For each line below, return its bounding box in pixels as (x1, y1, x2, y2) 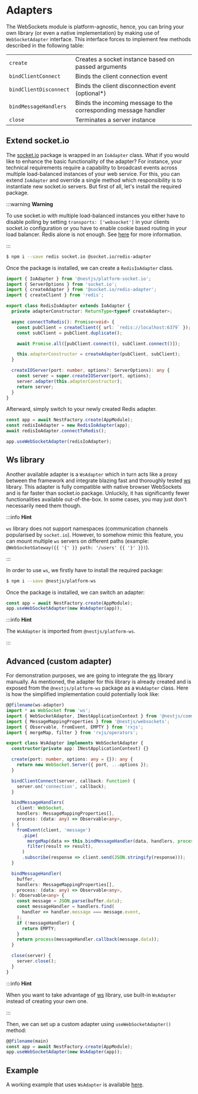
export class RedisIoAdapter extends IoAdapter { (6, 303, 131, 309)
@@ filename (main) (6, 1038, 49, 1044)
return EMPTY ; (21, 925, 57, 932)
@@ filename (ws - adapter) (6, 702, 65, 708)
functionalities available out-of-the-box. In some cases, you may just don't (6, 495, 187, 502)
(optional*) (75, 89, 106, 97)
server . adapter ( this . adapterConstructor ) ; (16, 378, 123, 384)
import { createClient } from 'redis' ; (6, 292, 104, 298)
